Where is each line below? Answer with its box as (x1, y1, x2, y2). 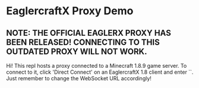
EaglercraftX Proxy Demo (6, 4, 134, 18)
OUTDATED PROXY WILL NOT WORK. (6, 46, 147, 56)
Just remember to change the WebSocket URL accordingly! (6, 75, 151, 81)
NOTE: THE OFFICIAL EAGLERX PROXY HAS (6, 28, 171, 38)
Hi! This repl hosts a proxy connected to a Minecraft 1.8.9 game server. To (6, 62, 187, 69)
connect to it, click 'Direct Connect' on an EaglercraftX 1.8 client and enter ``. (6, 68, 194, 76)
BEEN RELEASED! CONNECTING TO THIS (6, 37, 160, 47)
